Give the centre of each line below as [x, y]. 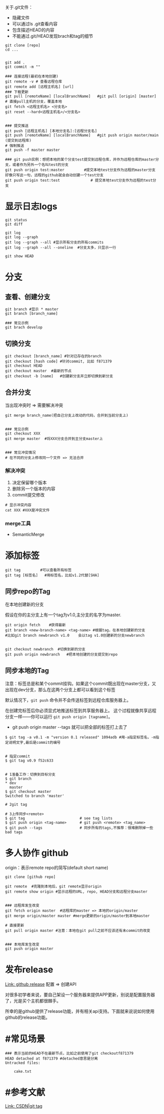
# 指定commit [18, 756]
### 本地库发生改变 [22, 944]
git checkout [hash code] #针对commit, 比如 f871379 [59, 361]
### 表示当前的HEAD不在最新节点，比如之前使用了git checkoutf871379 [69, 1053]
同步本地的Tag [27, 671]
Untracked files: [23, 1063]
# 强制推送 [15, 146]
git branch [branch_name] [31, 313]
